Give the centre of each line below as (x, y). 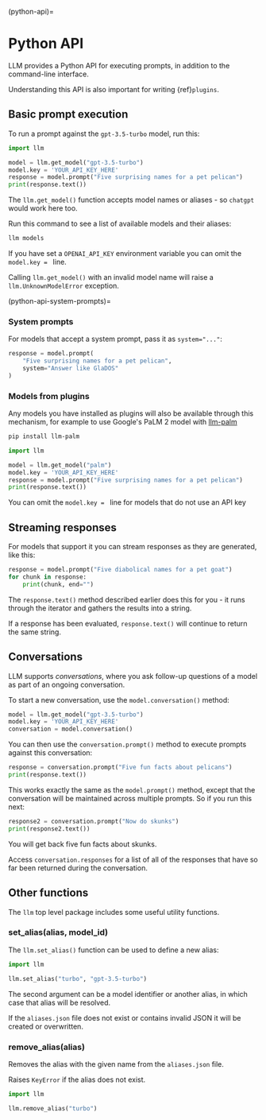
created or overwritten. (46, 1026)
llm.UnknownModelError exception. (64, 286)
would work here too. (43, 208)
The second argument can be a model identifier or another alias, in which (128, 994)
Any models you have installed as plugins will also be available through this (131, 413)
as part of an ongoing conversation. (67, 684)
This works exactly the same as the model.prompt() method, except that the (132, 789)
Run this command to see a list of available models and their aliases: (120, 224)
